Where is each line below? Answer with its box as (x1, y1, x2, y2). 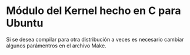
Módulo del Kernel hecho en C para (6, 4, 181, 18)
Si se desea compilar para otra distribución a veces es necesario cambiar (6, 36, 184, 43)
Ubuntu (6, 16, 44, 30)
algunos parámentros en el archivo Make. (6, 42, 107, 49)
